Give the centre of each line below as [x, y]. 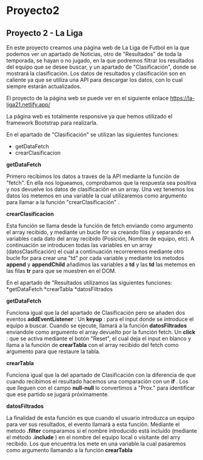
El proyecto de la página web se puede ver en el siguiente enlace [88, 98]
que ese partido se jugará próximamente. [58, 394]
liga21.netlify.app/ [28, 105]
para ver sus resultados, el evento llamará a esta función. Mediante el [93, 424]
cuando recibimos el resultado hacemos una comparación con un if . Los [98, 381]
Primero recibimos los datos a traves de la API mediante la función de [93, 176]
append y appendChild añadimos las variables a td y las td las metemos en [101, 264]
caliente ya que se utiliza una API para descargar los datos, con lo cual [95, 80]
